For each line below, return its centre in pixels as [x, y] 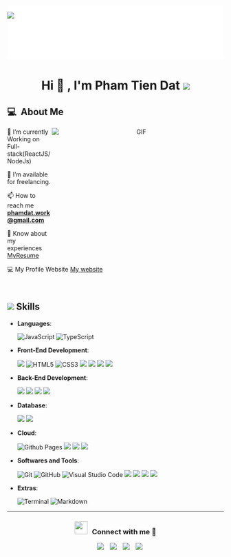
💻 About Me [35, 112]
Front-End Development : [53, 350]
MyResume [23, 255]
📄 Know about [27, 233]
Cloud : [27, 433]
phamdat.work [29, 213]
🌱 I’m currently [28, 132]
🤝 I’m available [27, 174]
